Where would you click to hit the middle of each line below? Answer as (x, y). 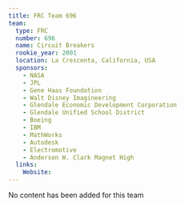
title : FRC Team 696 (43, 16)
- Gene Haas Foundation (62, 90)
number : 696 (36, 38)
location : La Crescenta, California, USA (86, 61)
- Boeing (37, 120)
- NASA (34, 75)
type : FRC (32, 30)
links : (26, 165)
